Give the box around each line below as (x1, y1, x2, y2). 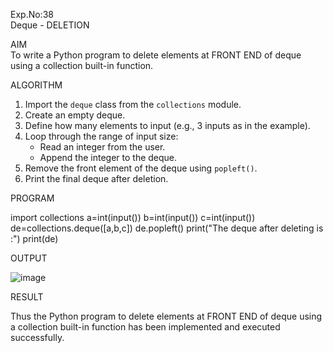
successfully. (10, 332, 65, 343)
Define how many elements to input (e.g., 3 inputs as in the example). (24, 120, 311, 131)
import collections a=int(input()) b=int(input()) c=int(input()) (10, 212, 256, 223)
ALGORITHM (10, 79, 63, 91)
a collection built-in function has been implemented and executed (10, 321, 281, 333)
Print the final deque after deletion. (24, 173, 169, 184)
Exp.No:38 (10, 9, 54, 20)
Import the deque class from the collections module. (24, 99, 242, 110)
